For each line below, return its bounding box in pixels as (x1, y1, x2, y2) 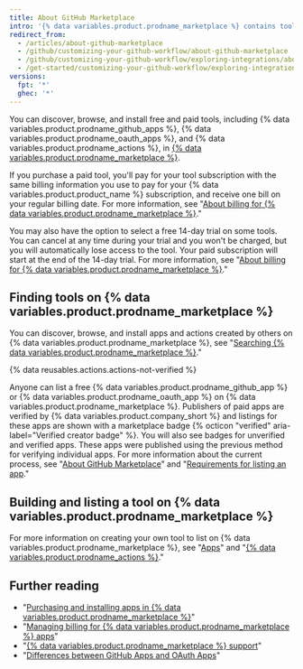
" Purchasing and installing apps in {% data (22, 601, 181, 612)
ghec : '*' (17, 88, 54, 98)
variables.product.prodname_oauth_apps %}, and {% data (9, 133, 225, 144)
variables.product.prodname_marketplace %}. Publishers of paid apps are (9, 401, 285, 412)
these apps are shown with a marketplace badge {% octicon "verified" (9, 421, 271, 432)
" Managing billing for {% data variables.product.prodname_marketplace (22, 620, 290, 632)
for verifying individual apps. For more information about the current (9, 449, 262, 460)
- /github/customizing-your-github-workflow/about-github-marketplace (17, 47, 289, 56)
